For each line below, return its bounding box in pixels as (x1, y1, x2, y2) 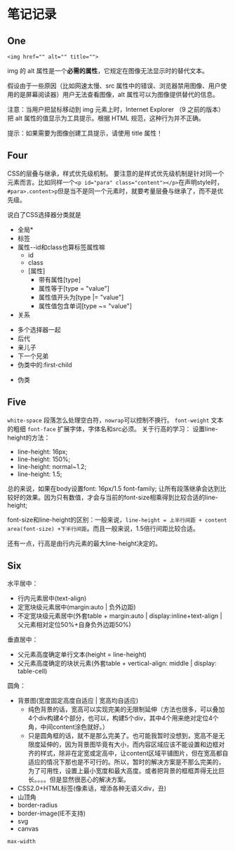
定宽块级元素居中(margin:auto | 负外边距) (17, 603, 136, 612)
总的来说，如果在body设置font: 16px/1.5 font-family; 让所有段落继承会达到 (7, 484, 220, 492)
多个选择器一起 (17, 325, 61, 334)
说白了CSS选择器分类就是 (7, 210, 82, 218)
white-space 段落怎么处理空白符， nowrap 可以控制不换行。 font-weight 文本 (7, 416, 224, 424)
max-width (7, 838, 36, 845)
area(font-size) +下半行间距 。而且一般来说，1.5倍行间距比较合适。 (7, 524, 199, 532)
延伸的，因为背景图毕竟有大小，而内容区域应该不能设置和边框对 (40, 740, 225, 748)
